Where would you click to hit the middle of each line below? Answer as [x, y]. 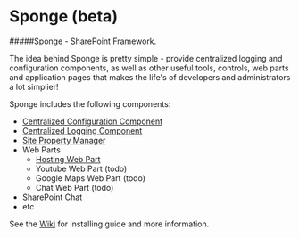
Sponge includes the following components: [90, 103]
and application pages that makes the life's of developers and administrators [150, 77]
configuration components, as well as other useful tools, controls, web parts [149, 68]
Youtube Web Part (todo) [81, 168]
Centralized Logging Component [82, 130]
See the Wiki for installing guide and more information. [109, 224]
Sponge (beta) [64, 16]
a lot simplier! [34, 86]
